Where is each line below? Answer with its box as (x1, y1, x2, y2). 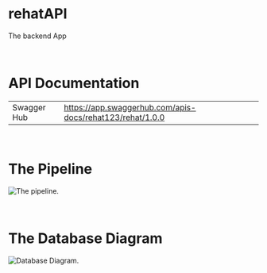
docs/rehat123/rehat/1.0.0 (64, 112, 165, 123)
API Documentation (8, 75, 140, 92)
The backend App (8, 31, 68, 40)
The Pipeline (8, 160, 93, 179)
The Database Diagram (8, 229, 163, 247)
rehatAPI (8, 5, 68, 23)
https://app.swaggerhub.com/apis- (64, 102, 196, 113)
